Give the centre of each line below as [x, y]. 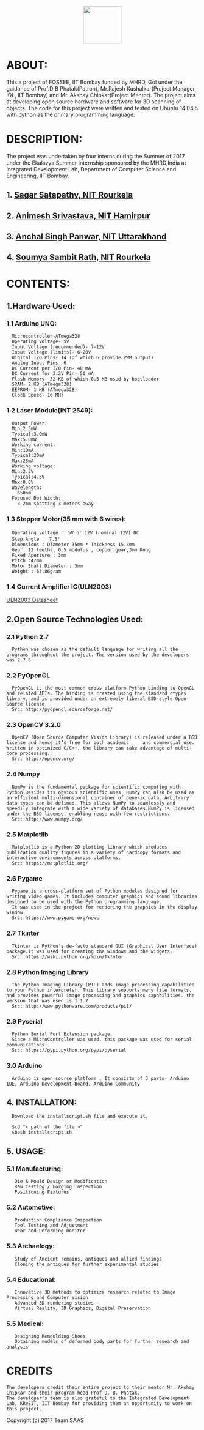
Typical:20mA [28, 455]
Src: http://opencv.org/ [43, 759]
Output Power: [30, 423]
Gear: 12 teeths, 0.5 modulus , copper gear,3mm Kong [81, 550]
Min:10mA [23, 450]
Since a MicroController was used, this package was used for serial [102, 1040]
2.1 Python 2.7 [28, 636]
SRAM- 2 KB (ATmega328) [42, 385]
